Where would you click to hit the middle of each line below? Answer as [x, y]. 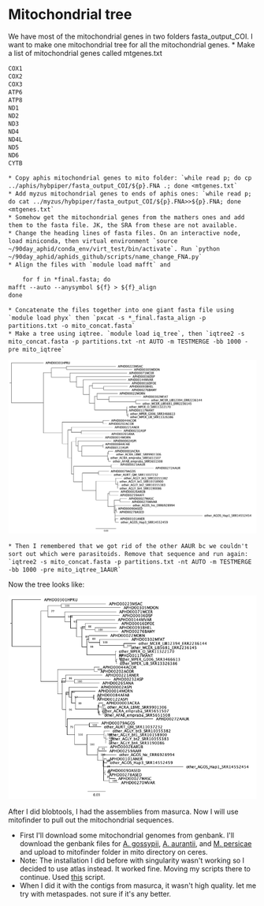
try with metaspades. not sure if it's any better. [95, 894]
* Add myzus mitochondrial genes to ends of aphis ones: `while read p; [130, 194]
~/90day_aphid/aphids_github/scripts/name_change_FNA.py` [105, 257]
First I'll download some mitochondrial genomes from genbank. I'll [127, 835]
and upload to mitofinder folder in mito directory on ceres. [113, 852]
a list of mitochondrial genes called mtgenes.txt [86, 53]
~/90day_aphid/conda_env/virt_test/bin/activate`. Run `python [114, 249]
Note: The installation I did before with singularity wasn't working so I [132, 860]
